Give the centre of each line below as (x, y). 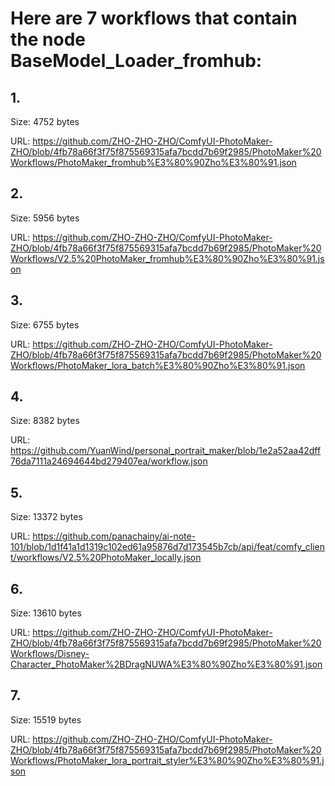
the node (48, 39)
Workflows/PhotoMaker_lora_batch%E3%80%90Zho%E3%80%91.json (158, 365)
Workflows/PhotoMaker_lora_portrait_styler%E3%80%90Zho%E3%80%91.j (167, 760)
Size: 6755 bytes (45, 324)
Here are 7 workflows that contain (154, 18)
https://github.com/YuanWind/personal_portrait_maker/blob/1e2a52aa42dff (166, 451)
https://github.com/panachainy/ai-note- (114, 536)
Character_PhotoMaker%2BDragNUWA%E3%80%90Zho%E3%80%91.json (166, 664)
